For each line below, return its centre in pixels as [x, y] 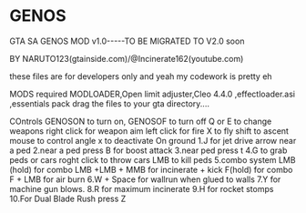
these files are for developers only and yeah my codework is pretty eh [141, 76]
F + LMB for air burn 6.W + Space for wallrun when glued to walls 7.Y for [145, 179]
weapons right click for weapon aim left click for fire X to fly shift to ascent [149, 131]
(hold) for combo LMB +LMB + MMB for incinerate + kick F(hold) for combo [151, 169]
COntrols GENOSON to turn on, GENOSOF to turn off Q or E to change [141, 121]
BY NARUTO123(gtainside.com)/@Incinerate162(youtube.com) [127, 58]
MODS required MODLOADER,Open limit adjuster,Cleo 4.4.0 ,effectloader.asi [153, 94]
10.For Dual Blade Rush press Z [68, 198]
